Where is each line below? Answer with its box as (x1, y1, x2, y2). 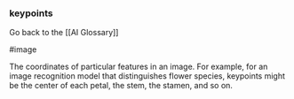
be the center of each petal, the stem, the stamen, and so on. (9, 80, 234, 91)
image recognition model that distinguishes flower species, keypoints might (9, 71, 286, 81)
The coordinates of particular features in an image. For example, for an (9, 61, 268, 72)
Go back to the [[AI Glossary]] (9, 27, 119, 38)
